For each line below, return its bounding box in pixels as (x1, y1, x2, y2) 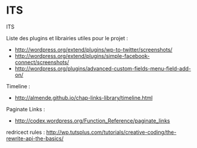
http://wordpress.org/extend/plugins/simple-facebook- (14, 52, 150, 59)
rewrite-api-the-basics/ (6, 134, 64, 142)
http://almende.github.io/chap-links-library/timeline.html (14, 94, 153, 101)
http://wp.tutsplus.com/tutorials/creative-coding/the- (46, 128, 177, 136)
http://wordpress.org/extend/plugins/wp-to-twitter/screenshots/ (14, 46, 173, 53)
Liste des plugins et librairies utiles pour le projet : (6, 34, 129, 41)
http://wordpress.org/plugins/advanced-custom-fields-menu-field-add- (14, 65, 192, 72)
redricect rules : (6, 128, 45, 136)
